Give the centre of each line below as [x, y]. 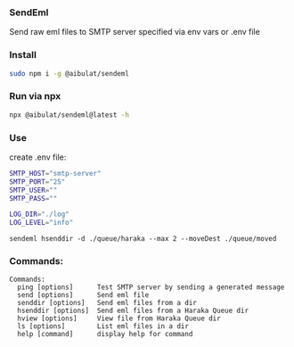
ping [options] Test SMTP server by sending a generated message [151, 287]
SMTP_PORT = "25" [37, 182]
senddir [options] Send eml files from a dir [107, 303]
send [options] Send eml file [83, 295]
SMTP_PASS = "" [33, 198]
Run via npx [35, 96]
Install [23, 55]
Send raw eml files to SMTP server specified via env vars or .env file [135, 32]
